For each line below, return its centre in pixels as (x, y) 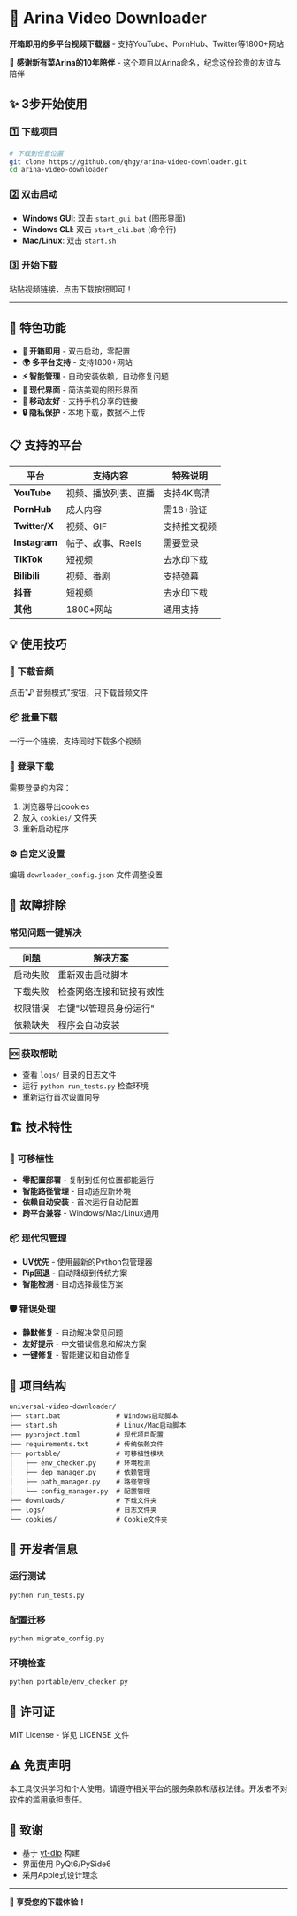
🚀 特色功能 (38, 328)
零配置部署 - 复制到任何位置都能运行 (88, 1180)
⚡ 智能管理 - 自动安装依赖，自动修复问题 (95, 376)
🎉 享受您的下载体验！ (48, 1902)
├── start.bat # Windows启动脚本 (94, 1416)
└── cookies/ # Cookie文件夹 (88, 1520)
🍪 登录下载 (32, 767)
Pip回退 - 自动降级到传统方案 (75, 1273)
